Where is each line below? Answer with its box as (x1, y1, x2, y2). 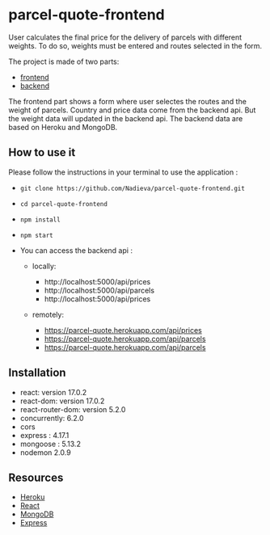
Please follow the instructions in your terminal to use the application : (8, 167, 238, 177)
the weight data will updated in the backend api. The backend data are (8, 113, 243, 123)
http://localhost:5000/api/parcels (44, 285, 155, 295)
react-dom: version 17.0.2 (19, 396, 105, 406)
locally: (32, 261, 57, 271)
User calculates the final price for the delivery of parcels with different (8, 32, 243, 42)
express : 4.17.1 (19, 430, 70, 440)
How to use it (8, 145, 76, 159)
